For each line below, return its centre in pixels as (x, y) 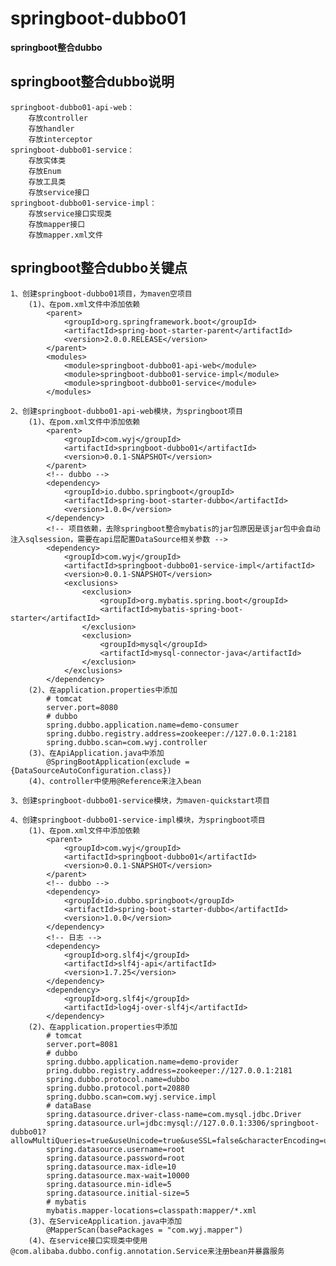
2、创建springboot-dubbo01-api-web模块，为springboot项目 (126, 411)
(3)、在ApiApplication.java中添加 (96, 753)
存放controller (58, 118)
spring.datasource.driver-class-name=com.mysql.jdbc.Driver (174, 1114)
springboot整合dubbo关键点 (99, 268)
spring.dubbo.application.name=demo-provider (143, 1062)
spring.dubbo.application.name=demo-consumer (143, 725)
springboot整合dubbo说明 (92, 82)
